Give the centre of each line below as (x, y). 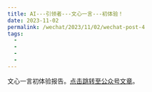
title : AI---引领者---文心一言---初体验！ (65, 14)
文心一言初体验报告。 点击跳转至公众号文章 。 (73, 81)
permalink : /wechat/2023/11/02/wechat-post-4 (76, 27)
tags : (15, 34)
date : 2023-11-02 (33, 21)
